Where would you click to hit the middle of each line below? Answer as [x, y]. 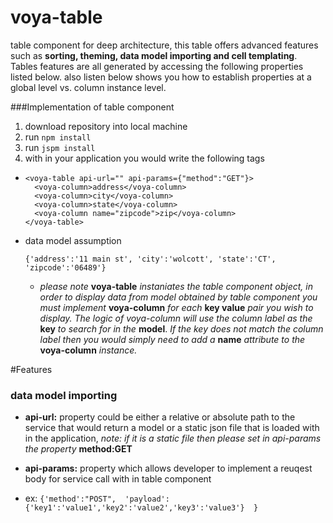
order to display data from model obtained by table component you [178, 297]
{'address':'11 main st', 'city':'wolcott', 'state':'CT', [150, 259]
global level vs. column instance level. [88, 87]
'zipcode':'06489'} [65, 267]
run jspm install [60, 147]
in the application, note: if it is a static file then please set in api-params [173, 438]
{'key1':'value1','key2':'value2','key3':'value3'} [134, 508]
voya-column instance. [88, 350]
